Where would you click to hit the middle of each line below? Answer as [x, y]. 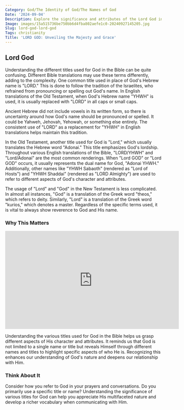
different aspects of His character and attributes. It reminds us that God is [80, 341]
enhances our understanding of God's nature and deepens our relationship [82, 357]
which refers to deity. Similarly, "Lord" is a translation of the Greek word [79, 199]
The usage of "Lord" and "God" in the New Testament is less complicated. [81, 189]
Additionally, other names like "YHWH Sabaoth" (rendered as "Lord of [76, 168]
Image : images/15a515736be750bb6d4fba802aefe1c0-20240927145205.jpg [77, 24]
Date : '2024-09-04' [25, 14]
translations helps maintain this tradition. [47, 132]
